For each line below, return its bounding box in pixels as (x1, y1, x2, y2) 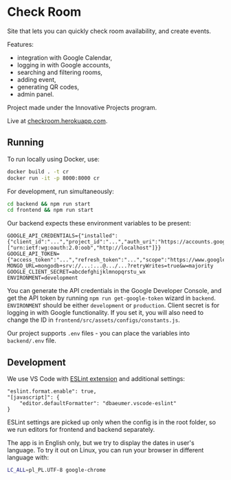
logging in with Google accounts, (16, 61, 111, 69)
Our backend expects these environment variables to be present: (7, 219, 191, 228)
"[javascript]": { (7, 394, 60, 401)
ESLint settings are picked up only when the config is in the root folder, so (7, 418, 217, 426)
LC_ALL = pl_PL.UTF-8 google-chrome (7, 467, 107, 474)
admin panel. (16, 90, 54, 98)
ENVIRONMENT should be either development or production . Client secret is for (7, 301, 220, 309)
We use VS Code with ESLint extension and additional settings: (7, 375, 186, 383)
